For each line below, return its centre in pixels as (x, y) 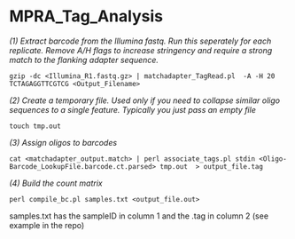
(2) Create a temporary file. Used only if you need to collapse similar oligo (145, 100)
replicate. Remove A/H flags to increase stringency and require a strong (141, 50)
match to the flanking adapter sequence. (84, 60)
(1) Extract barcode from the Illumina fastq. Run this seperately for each (140, 41)
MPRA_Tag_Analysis (86, 16)
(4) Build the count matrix (56, 183)
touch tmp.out (35, 126)
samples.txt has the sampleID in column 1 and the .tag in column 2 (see (139, 216)
